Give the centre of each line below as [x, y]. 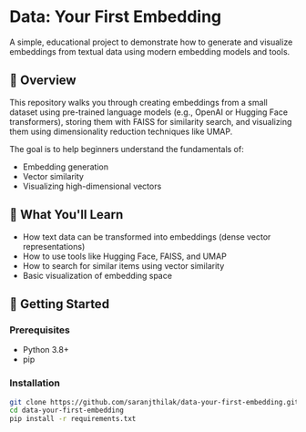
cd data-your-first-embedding [67, 411]
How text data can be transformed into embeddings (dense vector [147, 237]
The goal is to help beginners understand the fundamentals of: [127, 149]
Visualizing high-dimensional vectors [92, 186]
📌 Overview [43, 81]
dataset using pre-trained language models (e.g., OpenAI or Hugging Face [149, 112]
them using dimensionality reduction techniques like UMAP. [121, 131]
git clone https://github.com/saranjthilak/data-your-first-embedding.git [154, 402]
